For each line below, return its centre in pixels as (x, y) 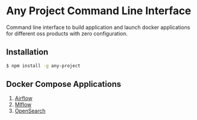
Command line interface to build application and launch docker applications (98, 27)
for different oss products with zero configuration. (67, 33)
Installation (27, 52)
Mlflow (23, 105)
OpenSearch (30, 111)
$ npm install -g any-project (43, 66)
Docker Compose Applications (64, 84)
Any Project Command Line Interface (99, 11)
